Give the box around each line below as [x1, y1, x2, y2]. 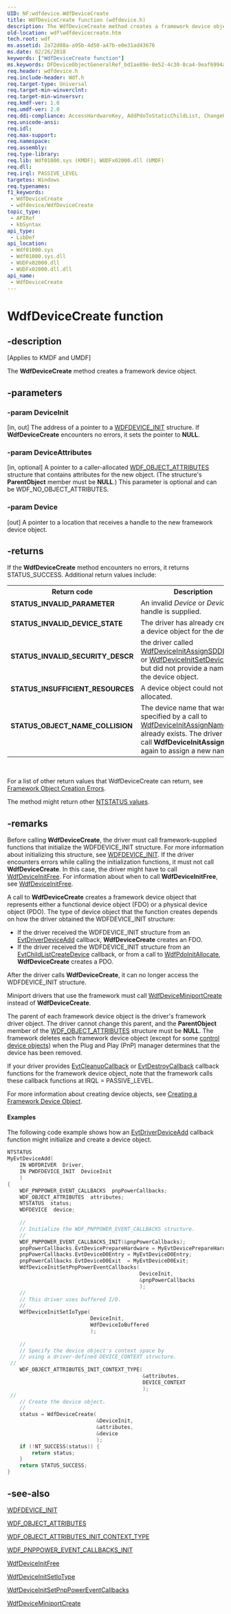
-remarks [7, 818, 48, 829]
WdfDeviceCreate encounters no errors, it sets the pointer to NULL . [7, 430, 200, 439]
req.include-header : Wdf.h [7, 74, 85, 81]
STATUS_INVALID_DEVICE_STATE [10, 619, 123, 629]
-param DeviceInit [7, 407, 69, 417]
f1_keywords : [7, 189, 45, 196]
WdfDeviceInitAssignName [140, 720, 228, 730]
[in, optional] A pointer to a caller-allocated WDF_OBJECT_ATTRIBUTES [7, 464, 210, 472]
